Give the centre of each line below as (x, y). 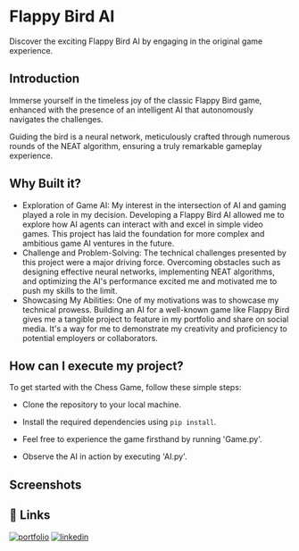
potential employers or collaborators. (90, 338)
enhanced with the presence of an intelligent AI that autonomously (132, 110)
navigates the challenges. (57, 119)
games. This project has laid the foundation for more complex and (143, 233)
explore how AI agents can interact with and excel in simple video (142, 224)
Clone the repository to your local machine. (101, 405)
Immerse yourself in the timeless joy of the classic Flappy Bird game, (136, 100)
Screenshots (46, 484)
